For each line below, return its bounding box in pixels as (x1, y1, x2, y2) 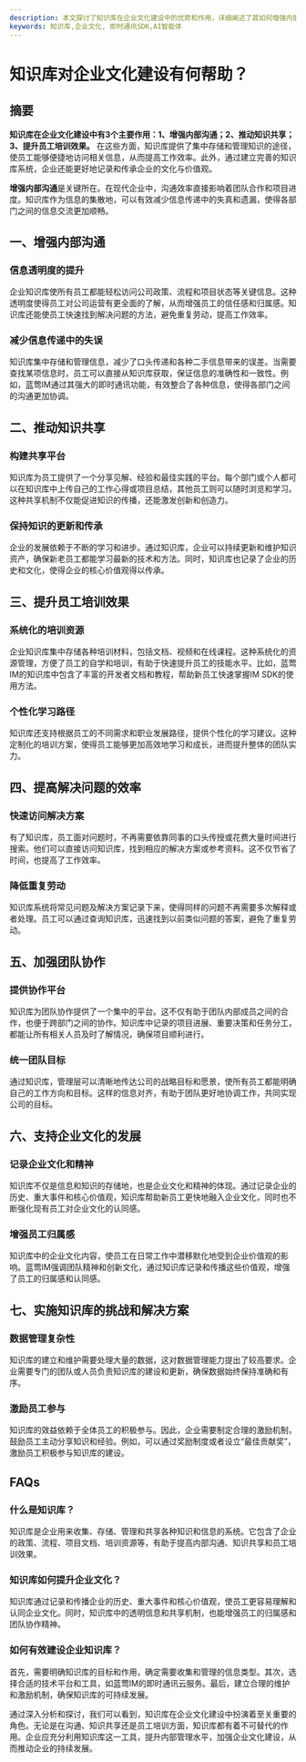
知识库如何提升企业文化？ (9, 1573, 122, 1586)
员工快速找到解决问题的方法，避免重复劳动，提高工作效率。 (48, 309, 273, 320)
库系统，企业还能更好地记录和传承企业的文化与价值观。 (9, 163, 217, 174)
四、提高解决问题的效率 (9, 780, 141, 795)
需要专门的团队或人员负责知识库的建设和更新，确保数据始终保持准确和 (16, 1366, 280, 1377)
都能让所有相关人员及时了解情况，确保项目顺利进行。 (9, 1029, 209, 1040)
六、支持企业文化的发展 (9, 1128, 141, 1143)
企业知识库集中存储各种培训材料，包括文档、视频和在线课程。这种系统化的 (9, 646, 289, 657)
